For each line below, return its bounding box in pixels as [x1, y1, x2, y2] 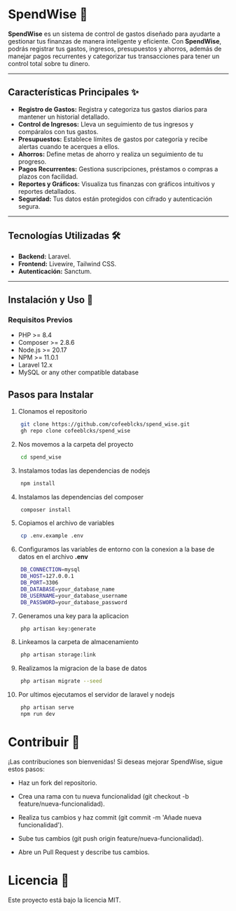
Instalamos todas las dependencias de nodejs [18, 466, 151, 475]
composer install [20, 506, 71, 513]
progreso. [18, 157, 47, 166]
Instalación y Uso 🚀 [8, 294, 93, 306]
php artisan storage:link [20, 651, 97, 659]
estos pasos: [8, 765, 45, 773]
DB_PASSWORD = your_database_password [20, 598, 128, 606]
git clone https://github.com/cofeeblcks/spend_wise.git [20, 421, 190, 428]
